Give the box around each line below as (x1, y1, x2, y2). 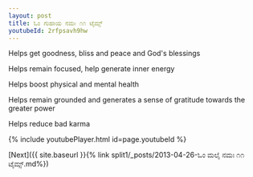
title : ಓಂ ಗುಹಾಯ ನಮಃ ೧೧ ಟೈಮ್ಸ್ (8, 19, 103, 27)
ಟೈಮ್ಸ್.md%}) (8, 159, 50, 169)
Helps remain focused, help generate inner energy (8, 64, 175, 74)
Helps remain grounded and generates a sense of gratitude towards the (8, 95, 246, 105)
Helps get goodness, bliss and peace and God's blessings (8, 49, 201, 58)
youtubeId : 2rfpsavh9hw (8, 26, 88, 34)
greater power (8, 103, 55, 113)
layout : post (8, 11, 52, 20)
